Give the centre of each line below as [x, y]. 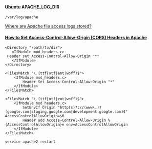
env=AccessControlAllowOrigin [97, 125]
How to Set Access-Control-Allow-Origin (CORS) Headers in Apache [76, 37]
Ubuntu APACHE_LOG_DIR [32, 7]
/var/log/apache [22, 17]
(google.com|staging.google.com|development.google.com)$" [66, 112]
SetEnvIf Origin [39, 107]
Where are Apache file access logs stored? [48, 26]
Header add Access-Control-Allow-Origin [64, 120]
